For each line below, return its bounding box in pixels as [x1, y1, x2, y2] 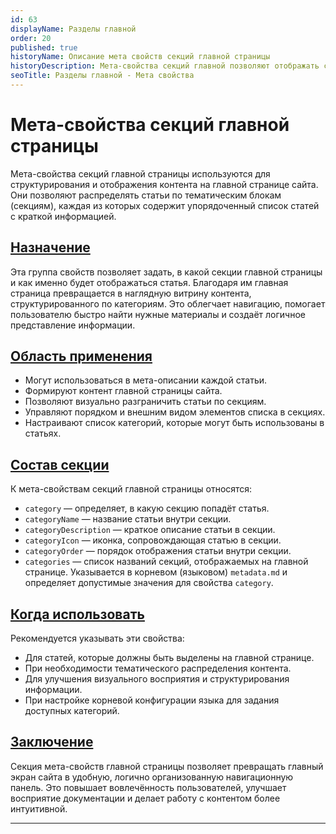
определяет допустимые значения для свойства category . [24, 577, 274, 589]
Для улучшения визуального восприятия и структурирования [24, 673, 290, 685]
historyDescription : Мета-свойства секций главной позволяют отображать [10, 61, 320, 71]
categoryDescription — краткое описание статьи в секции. [24, 524, 276, 536]
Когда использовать [10, 606, 145, 623]
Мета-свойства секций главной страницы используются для [10, 167, 271, 180]
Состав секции [10, 456, 110, 473]
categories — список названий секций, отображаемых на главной [24, 556, 309, 568]
